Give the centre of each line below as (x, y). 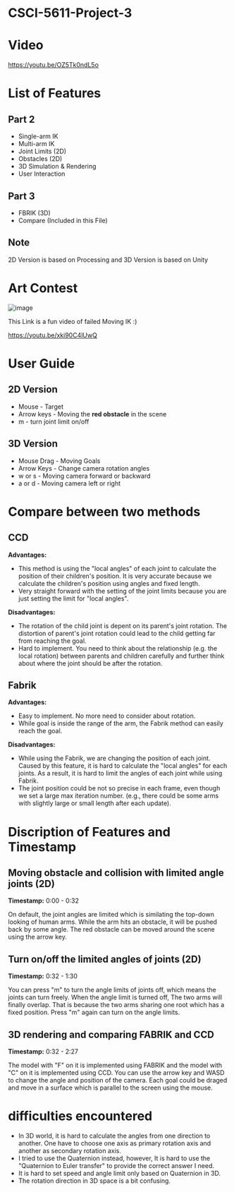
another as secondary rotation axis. (70, 1150)
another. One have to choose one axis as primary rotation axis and (115, 1143)
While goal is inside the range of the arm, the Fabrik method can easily (121, 723)
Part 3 (21, 196)
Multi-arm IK (36, 144)
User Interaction (42, 174)
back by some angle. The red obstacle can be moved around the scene (111, 929)
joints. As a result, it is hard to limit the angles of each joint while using (120, 773)
